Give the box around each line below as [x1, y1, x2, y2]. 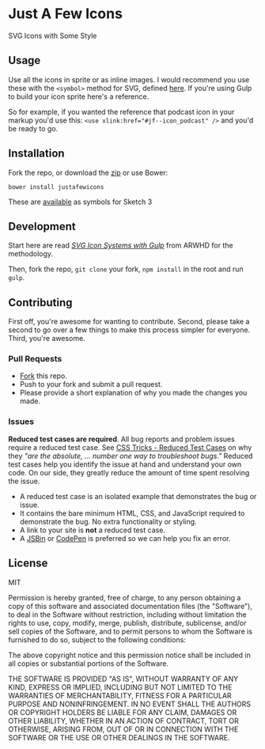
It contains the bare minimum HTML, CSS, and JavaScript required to [19, 508, 245, 518]
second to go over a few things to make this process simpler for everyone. [8, 325, 251, 335]
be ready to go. [8, 123, 59, 133]
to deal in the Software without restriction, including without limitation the [8, 610, 247, 619]
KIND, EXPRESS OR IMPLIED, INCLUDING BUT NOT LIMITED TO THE [8, 682, 233, 692]
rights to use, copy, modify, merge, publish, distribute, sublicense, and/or [8, 618, 247, 627]
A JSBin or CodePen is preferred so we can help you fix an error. [19, 533, 231, 543]
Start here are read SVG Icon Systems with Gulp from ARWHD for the [8, 240, 233, 250]
